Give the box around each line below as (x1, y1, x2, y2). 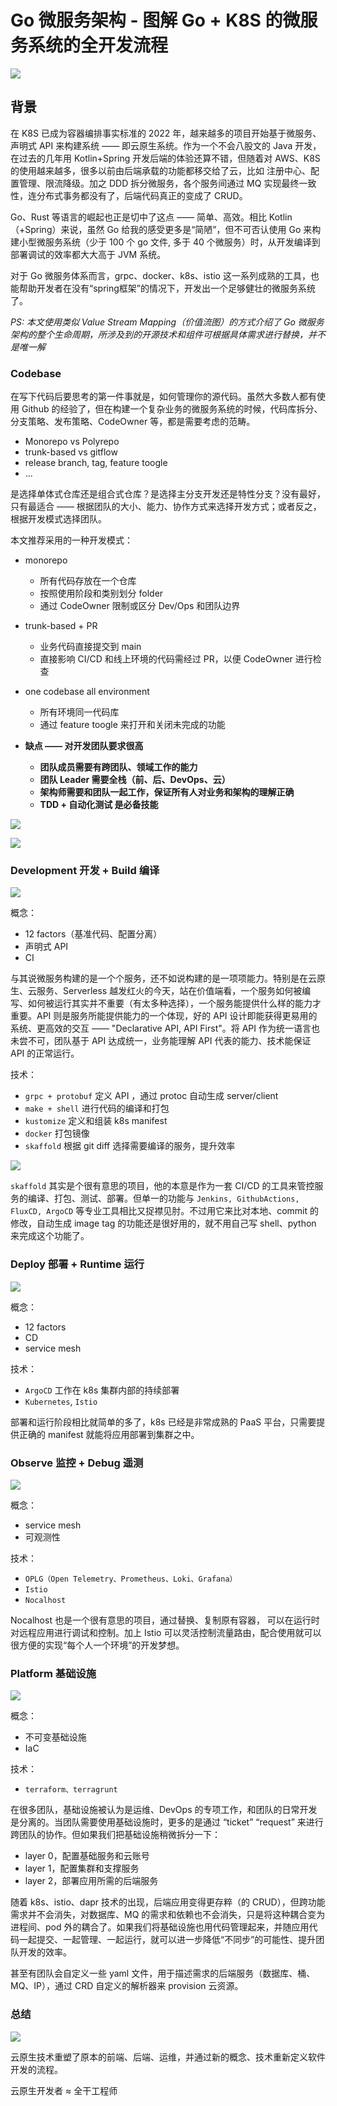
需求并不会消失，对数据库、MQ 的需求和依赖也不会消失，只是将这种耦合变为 (10, 1909, 326, 1921)
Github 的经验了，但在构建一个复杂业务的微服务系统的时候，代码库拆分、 (21, 403, 323, 415)
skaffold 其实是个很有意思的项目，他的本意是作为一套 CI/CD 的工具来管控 (10, 1180, 315, 1192)
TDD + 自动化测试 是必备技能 (39, 799, 159, 811)
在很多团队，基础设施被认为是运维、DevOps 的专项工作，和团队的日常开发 (10, 1804, 318, 1816)
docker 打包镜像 (24, 1127, 90, 1140)
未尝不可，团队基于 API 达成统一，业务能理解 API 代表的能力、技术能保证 (10, 1035, 312, 1047)
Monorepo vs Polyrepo (24, 436, 120, 448)
